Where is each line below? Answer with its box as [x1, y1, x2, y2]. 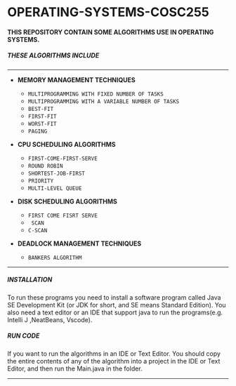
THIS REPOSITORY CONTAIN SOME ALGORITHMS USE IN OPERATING [7, 27, 214, 36]
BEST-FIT [27, 105, 54, 112]
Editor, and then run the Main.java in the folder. [7, 364, 143, 373]
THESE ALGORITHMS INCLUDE [7, 51, 100, 60]
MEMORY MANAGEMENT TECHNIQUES [17, 75, 136, 84]
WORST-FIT [27, 120, 58, 127]
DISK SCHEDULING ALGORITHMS [17, 197, 117, 206]
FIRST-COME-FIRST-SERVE [27, 155, 98, 162]
